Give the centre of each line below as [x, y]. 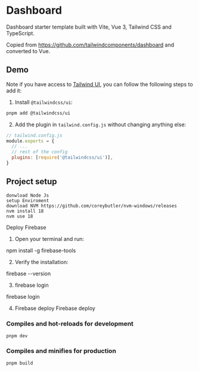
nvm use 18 [20, 216]
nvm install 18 [25, 211]
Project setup [32, 182]
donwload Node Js [28, 195]
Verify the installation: [41, 262]
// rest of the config [40, 152]
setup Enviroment [28, 200]
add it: [14, 91]
